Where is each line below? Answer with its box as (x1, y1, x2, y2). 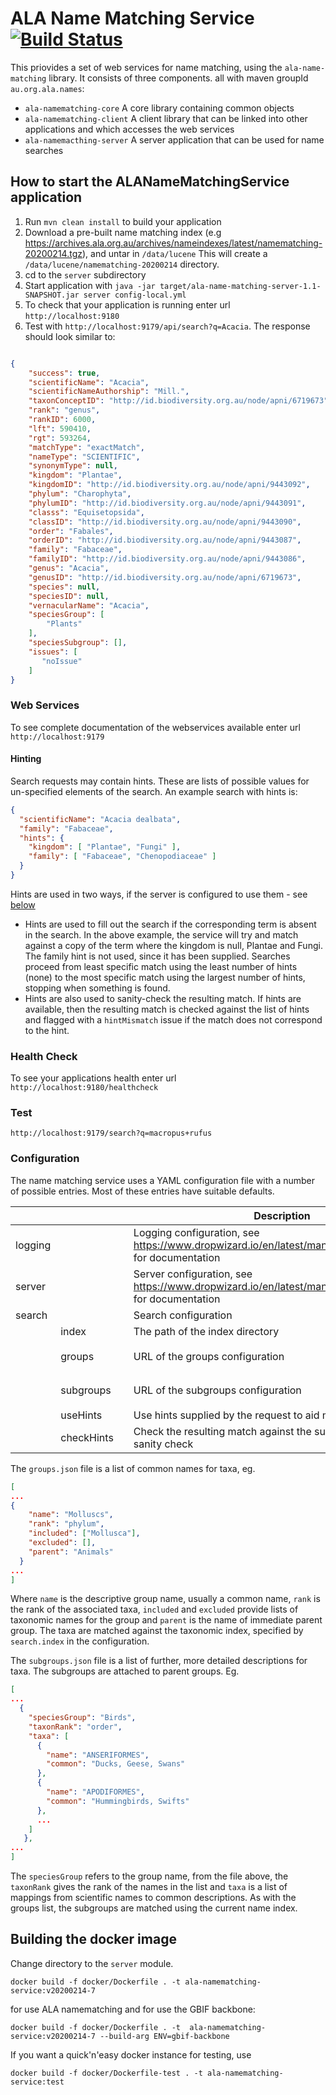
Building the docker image (10, 1931, 177, 1948)
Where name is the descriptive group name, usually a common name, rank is (10, 1593, 321, 1605)
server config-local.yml (83, 290, 187, 300)
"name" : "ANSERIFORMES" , (46, 1750, 150, 1760)
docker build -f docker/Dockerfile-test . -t (10, 2068, 203, 2078)
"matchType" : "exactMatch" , (28, 442, 145, 452)
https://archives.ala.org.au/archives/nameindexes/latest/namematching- (24, 237, 323, 249)
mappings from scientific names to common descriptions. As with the (10, 1892, 297, 1904)
